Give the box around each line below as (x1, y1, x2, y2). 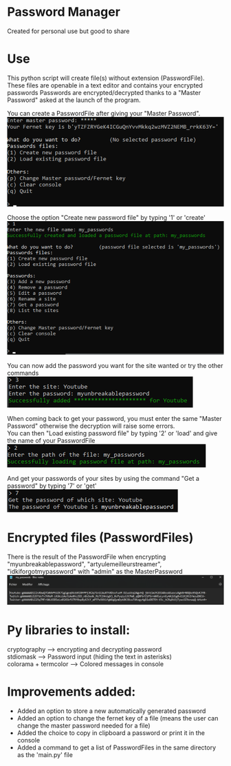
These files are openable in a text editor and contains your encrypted (7, 81, 203, 90)
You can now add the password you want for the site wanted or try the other (7, 361, 223, 369)
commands (7, 369, 39, 377)
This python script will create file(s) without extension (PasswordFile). (7, 74, 205, 82)
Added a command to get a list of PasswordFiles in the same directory (16, 743, 217, 752)
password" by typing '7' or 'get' (7, 482, 97, 490)
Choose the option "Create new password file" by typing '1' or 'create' (7, 214, 206, 221)
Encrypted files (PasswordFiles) (7, 530, 194, 545)
